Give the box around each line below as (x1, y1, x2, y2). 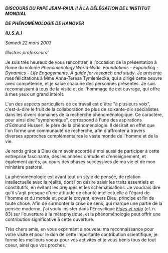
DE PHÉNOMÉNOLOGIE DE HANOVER (5, 21, 84, 26)
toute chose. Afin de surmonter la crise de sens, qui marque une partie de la (5, 200, 163, 206)
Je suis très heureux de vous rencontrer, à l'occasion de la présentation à (5, 59, 157, 65)
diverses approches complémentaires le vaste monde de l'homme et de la (5, 133, 158, 139)
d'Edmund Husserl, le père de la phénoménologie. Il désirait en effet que (5, 122, 155, 128)
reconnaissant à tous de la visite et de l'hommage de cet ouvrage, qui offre (5, 86, 160, 92)
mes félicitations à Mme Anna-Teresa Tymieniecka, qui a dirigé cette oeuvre (5, 75, 162, 81)
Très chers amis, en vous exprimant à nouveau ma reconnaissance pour (5, 226, 154, 232)
